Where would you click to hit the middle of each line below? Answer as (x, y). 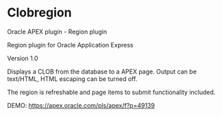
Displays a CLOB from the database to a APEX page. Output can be (102, 71)
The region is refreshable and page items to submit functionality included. (111, 92)
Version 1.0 (23, 58)
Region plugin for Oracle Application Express (70, 45)
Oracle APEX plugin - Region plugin (57, 32)
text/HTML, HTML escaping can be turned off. (72, 79)
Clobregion (39, 13)
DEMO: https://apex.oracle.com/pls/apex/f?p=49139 (81, 105)
